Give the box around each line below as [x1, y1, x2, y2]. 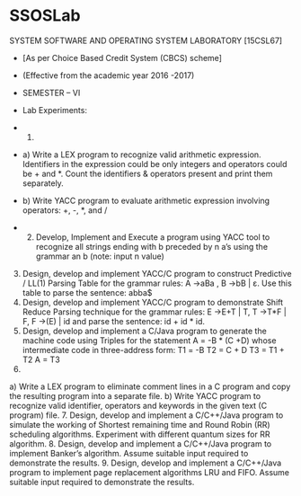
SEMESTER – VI [22, 87, 81, 98]
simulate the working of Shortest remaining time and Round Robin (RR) [9, 419, 271, 430]
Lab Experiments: [22, 104, 88, 115]
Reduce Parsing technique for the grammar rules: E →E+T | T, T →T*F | [22, 306, 288, 317]
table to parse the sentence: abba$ [22, 287, 153, 297]
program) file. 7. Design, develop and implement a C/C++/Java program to [9, 410, 284, 421]
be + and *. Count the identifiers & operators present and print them [22, 168, 273, 179]
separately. [22, 177, 65, 189]
